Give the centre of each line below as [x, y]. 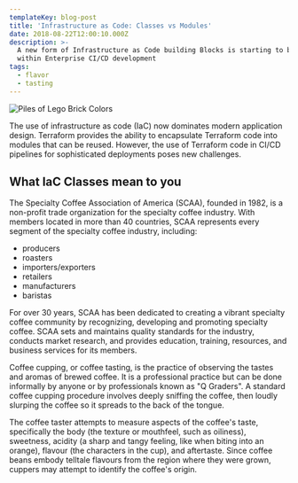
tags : [19, 67]
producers [41, 248]
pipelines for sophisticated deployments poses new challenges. [125, 154]
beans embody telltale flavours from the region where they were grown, [141, 460]
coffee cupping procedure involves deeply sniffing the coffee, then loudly [143, 396]
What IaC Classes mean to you [95, 182]
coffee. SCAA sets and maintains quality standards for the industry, [132, 331]
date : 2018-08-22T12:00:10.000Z [69, 34]
